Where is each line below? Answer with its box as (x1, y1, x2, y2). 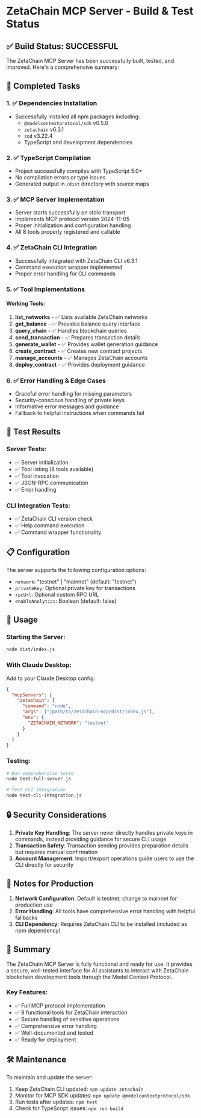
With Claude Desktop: (6, 661, 72, 669)
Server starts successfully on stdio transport (14, 209, 126, 216)
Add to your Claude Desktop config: (6, 675, 95, 682)
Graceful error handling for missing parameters (14, 390, 132, 397)
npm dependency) (14, 927, 61, 934)
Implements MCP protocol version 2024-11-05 (14, 216, 130, 223)
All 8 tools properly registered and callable (14, 228, 120, 236)
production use (14, 901, 53, 908)
